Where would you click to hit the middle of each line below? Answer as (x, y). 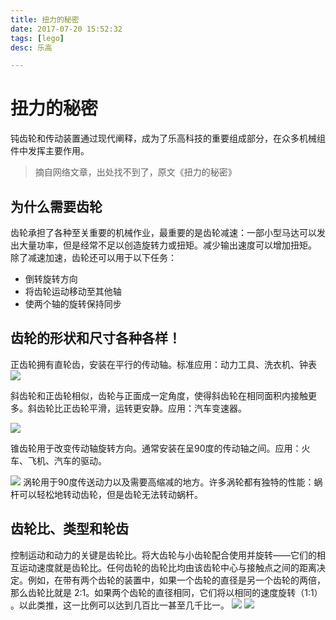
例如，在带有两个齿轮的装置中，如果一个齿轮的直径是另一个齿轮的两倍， (176, 580)
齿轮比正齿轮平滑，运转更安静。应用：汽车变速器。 (141, 408)
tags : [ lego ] (37, 38)
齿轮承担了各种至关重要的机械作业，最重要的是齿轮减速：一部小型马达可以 (163, 232)
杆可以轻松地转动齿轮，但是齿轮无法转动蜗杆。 (106, 494)
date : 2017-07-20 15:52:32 (66, 29)
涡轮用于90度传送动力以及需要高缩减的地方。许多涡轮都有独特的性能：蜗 (172, 482)
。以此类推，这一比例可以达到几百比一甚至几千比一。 (120, 605)
